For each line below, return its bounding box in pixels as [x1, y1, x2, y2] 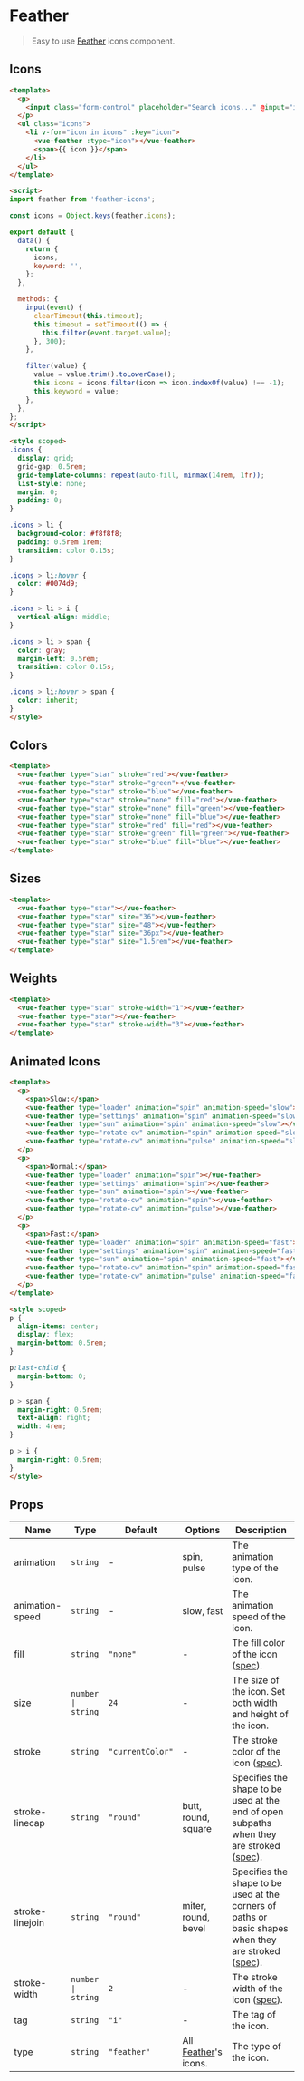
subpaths [232, 1817, 272, 1830]
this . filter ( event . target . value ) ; [42, 328, 172, 337]
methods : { [17, 295, 59, 304]
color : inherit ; [17, 695, 79, 705]
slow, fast [182, 1605, 223, 1618]
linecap [14, 1817, 45, 1830]
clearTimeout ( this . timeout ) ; [33, 311, 144, 320]
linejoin [14, 1917, 45, 1930]
